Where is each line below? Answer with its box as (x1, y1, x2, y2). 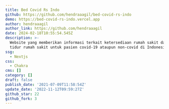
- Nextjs (10, 54, 28, 59)
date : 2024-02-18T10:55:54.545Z (5, 31, 73, 36)
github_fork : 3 (5, 96, 37, 101)
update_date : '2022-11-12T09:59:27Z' (5, 86, 84, 92)
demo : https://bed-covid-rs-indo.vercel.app (5, 17, 100, 22)
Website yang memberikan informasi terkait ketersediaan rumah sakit (10, 40, 158, 45)
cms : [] (5, 68, 22, 73)
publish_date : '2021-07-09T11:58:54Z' (5, 82, 87, 87)
